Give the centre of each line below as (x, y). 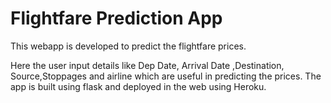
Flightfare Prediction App (116, 18)
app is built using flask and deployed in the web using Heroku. (138, 86)
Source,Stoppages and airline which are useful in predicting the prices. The (166, 76)
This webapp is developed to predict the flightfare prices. (128, 46)
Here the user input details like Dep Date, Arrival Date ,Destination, (147, 65)
